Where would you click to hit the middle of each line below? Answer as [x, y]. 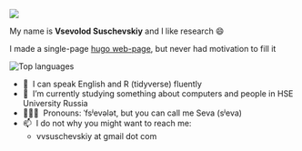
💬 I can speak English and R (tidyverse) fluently [112, 84]
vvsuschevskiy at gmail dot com [96, 136]
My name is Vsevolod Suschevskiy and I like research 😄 [117, 31]
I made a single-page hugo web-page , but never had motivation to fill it [143, 49]
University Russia [55, 103]
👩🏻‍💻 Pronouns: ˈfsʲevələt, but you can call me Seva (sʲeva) [132, 113]
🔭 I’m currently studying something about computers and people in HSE [158, 94]
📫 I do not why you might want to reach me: [107, 123]
